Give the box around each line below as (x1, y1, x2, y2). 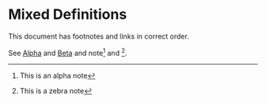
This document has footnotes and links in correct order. (8, 31, 190, 41)
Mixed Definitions (8, 6, 127, 24)
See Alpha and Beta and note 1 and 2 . (8, 46, 127, 57)
